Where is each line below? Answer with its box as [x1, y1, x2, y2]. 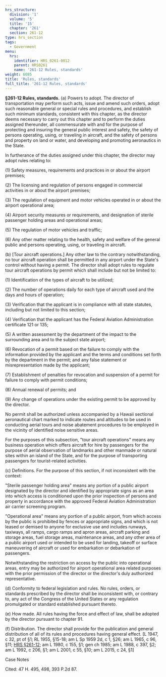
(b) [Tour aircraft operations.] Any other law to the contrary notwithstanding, [5, 251, 161, 257]
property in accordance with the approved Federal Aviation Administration [5, 498, 156, 504]
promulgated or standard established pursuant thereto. [5, 601, 117, 607]
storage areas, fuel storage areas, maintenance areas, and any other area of [5, 534, 161, 540]
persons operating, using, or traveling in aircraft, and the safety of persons [5, 132, 158, 138]
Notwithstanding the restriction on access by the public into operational [5, 560, 151, 566]
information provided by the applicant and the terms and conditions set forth [5, 351, 161, 357]
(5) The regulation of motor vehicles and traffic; [5, 227, 103, 233]
